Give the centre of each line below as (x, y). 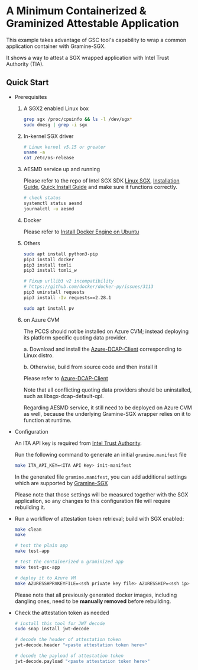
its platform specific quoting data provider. (75, 337)
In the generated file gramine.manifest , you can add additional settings (101, 477)
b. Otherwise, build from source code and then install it (90, 367)
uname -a (34, 152)
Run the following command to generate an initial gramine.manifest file (101, 454)
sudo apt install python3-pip (61, 254)
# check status (42, 198)
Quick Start (27, 83)
